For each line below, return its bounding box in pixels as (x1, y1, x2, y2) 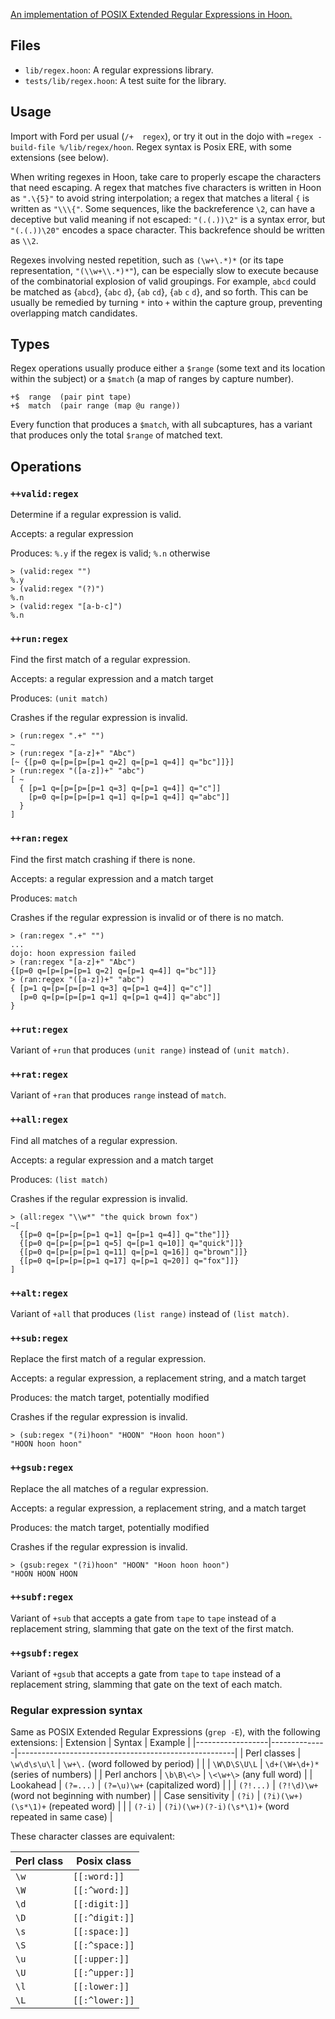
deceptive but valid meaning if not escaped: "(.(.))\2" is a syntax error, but (10, 213, 326, 225)
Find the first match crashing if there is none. (10, 853, 196, 865)
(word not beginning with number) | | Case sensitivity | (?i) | (10, 1790, 261, 1802)
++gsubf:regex (10, 1647, 79, 1659)
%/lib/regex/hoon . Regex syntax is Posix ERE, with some (59, 140, 292, 153)
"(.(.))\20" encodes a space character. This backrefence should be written (10, 224, 326, 236)
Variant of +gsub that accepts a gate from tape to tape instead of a (10, 1668, 282, 1680)
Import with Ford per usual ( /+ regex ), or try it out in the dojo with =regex (10, 130, 314, 142)
